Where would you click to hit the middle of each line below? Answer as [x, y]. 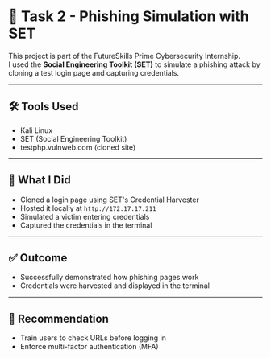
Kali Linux [36, 130]
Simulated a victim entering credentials [85, 216]
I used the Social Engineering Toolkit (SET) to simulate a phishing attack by [134, 64]
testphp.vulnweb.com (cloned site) [78, 147]
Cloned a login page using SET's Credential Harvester [109, 200]
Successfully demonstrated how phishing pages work [109, 278]
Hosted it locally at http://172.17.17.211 [88, 208]
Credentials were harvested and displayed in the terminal [115, 286]
